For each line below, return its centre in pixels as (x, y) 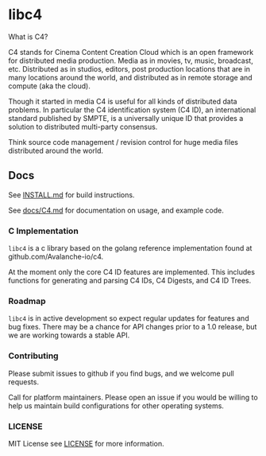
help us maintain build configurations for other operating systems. (116, 405)
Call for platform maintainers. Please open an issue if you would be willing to (133, 397)
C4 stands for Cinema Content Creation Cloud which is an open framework (131, 52)
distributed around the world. (56, 150)
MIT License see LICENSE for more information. (86, 443)
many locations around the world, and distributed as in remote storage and (130, 77)
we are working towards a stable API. (69, 335)
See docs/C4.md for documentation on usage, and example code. (116, 210)
